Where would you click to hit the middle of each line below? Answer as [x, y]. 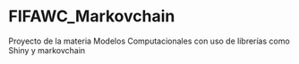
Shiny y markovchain [47, 50]
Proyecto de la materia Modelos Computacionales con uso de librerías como [149, 41]
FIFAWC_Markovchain [92, 16]
